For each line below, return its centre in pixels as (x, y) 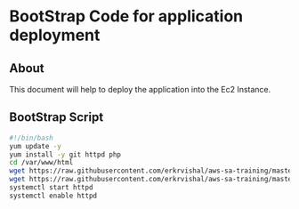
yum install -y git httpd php (65, 154)
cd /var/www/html (41, 163)
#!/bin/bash (31, 138)
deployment (55, 35)
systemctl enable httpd (53, 196)
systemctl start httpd (51, 188)
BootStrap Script (57, 117)
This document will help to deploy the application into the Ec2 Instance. (140, 89)
